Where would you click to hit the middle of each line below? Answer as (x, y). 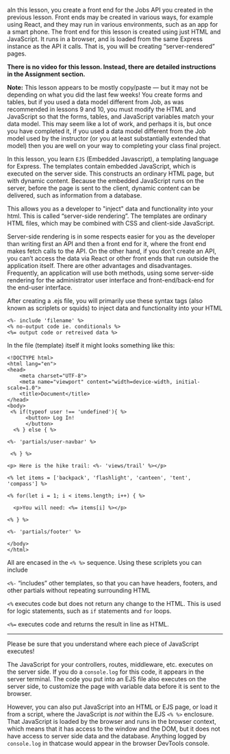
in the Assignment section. (46, 74)
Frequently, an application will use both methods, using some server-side (111, 273)
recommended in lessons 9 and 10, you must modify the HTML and (102, 109)
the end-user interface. (40, 288)
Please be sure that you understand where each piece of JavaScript (103, 644)
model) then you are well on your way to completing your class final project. (114, 146)
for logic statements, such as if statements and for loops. (89, 611)
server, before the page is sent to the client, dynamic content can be (104, 188)
